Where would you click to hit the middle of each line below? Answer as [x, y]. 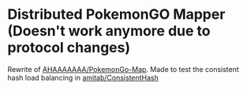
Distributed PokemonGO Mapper [116, 14]
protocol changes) [69, 48]
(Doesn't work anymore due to [109, 31]
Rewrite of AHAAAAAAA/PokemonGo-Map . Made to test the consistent [123, 69]
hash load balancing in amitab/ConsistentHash [83, 77]
